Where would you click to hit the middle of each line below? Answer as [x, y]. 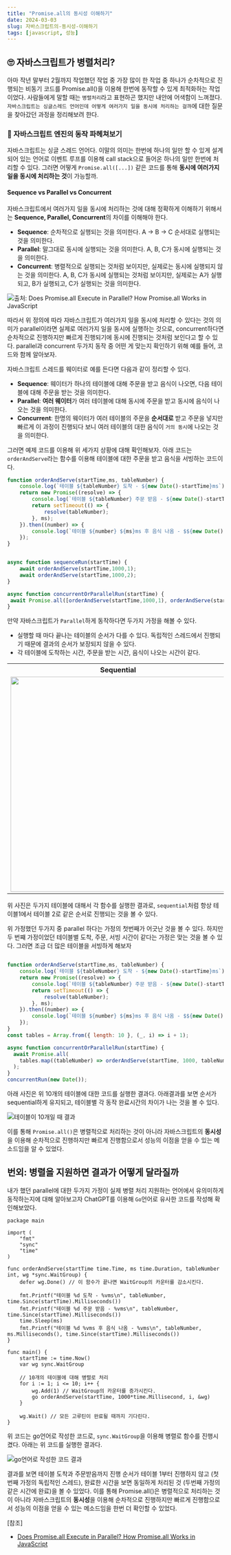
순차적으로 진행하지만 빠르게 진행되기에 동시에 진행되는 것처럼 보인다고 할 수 [109, 337]
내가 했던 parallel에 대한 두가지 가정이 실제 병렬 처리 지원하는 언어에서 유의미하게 [115, 1190]
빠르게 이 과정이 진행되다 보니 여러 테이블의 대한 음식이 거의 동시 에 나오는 [114, 427]
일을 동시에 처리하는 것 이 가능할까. [53, 176]
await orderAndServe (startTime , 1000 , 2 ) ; [78, 575]
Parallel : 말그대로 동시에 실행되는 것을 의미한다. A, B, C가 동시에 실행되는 [115, 249]
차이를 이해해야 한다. [140, 217]
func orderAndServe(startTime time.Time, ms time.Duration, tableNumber [113, 1269]
